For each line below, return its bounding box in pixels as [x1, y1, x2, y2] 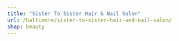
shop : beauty [7, 23, 45, 30]
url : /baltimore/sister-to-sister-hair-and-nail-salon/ [7, 17, 172, 24]
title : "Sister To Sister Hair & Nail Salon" [7, 10, 141, 17]
